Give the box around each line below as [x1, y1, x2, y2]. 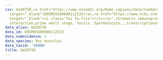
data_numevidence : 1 [5, 34, 47, 39]
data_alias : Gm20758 [5, 25, 47, 30]
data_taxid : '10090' [5, 43, 47, 48]
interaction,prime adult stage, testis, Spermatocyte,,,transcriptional [9, 20, 160, 26]
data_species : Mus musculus [5, 39, 62, 44]
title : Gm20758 [5, 47, 36, 52]
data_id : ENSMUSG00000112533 [5, 30, 64, 34]
